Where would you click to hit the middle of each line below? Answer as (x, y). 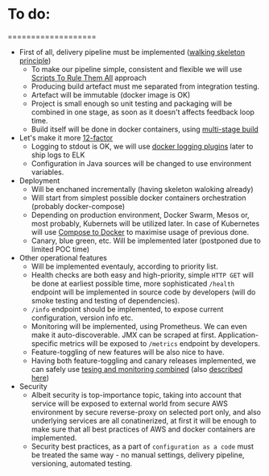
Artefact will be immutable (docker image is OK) (111, 94)
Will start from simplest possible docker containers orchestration (139, 198)
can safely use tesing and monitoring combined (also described (137, 369)
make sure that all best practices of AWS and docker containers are (143, 429)
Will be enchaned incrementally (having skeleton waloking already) (143, 189)
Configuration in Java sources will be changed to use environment (141, 163)
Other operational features (63, 257)
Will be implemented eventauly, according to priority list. (124, 266)
